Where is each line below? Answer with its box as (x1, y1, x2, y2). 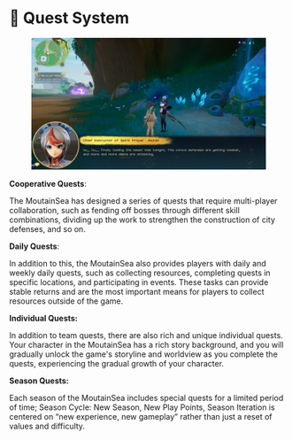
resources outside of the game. (9, 296, 124, 306)
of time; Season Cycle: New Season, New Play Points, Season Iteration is (9, 402, 276, 413)
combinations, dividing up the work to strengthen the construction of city (9, 214, 276, 225)
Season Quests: (9, 375, 69, 386)
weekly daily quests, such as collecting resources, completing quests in (9, 267, 272, 278)
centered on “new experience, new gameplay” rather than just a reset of (9, 412, 273, 422)
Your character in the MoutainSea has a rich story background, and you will (9, 340, 284, 351)
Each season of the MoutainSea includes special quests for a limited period (9, 393, 284, 404)
